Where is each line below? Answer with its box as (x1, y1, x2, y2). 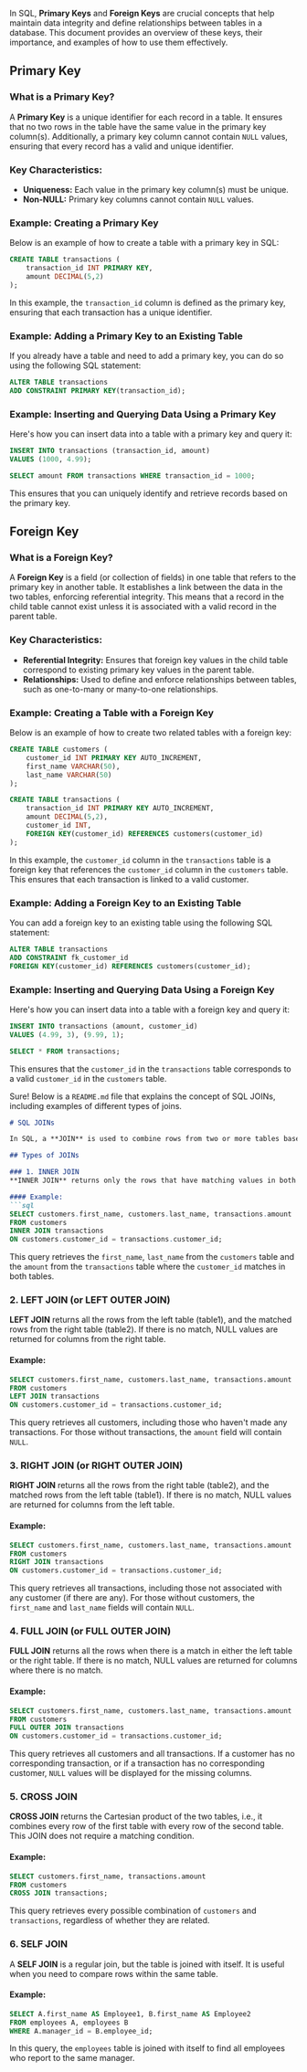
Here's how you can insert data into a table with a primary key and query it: (9, 428, 292, 439)
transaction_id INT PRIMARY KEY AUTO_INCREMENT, (26, 804, 215, 813)
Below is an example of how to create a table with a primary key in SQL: (9, 238, 280, 248)
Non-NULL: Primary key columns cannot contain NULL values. (22, 194, 254, 205)
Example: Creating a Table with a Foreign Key (9, 706, 215, 719)
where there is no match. (9, 1665, 103, 1676)
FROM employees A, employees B (9, 2018, 129, 2027)
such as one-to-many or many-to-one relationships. (22, 683, 219, 694)
